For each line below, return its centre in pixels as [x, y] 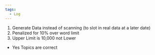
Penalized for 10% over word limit [45, 33]
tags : [10, 9]
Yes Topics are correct [34, 47]
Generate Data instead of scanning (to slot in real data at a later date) [81, 27]
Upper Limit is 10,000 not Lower [44, 38]
